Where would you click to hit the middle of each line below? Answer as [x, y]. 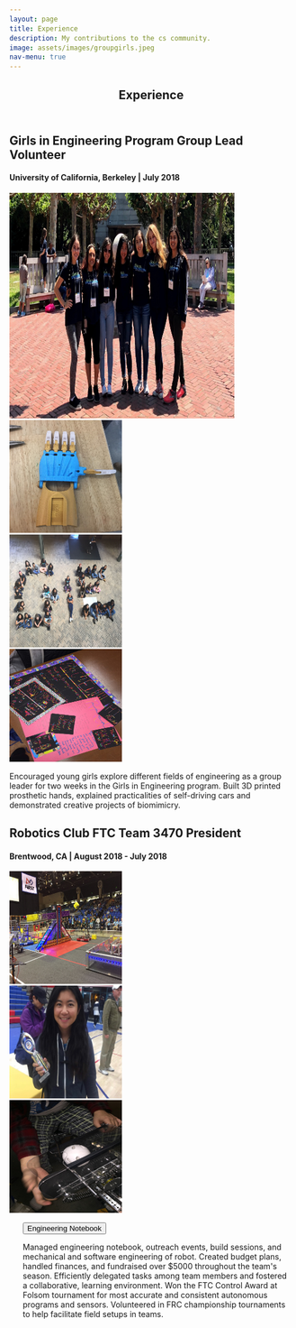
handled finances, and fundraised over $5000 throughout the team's [149, 1267]
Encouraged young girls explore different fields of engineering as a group [145, 776]
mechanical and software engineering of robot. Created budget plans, [152, 1257]
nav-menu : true [38, 57]
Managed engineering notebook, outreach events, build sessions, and [152, 1247]
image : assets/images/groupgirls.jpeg [82, 48]
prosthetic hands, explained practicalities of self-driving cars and [130, 795]
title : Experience [44, 28]
